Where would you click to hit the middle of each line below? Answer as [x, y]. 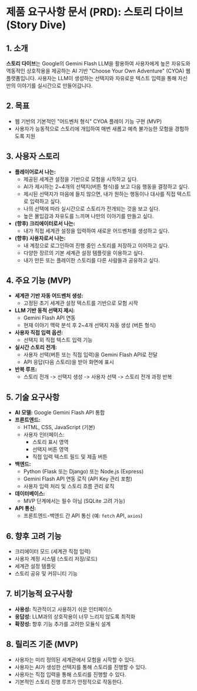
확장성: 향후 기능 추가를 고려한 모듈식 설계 [62, 624]
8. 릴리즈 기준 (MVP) [42, 644]
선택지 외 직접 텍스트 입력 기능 [58, 340]
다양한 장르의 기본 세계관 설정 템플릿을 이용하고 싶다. [84, 253]
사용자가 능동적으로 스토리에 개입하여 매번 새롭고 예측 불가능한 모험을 [94, 129]
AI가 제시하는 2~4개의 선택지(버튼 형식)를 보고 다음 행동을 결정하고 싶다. [106, 186]
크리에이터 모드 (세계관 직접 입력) [53, 551]
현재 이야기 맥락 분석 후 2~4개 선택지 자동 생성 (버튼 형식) [90, 325]
